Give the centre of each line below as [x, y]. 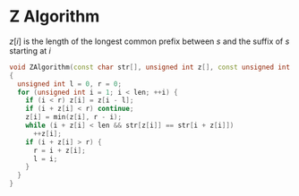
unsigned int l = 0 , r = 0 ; [70, 84]
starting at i [30, 50]
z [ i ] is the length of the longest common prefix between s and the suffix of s [149, 41]
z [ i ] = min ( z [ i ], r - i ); [74, 117]
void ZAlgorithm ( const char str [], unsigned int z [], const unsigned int [150, 67]
